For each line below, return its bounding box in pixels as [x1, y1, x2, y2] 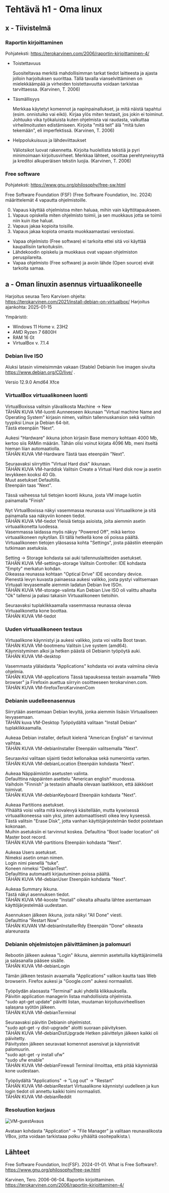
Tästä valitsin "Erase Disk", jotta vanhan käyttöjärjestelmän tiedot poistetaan [5, 818, 163, 824]
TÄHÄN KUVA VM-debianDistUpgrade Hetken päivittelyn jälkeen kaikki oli [5, 1030, 158, 1036]
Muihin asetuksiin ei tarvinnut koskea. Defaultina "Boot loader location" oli [5, 829, 159, 835]
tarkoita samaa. [12, 265, 45, 272]
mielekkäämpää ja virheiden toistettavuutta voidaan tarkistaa [12, 81, 139, 87]
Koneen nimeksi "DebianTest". [5, 865, 68, 872]
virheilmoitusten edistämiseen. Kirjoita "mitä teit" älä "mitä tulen [12, 122, 145, 128]
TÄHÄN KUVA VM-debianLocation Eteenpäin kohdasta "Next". [5, 761, 135, 767]
